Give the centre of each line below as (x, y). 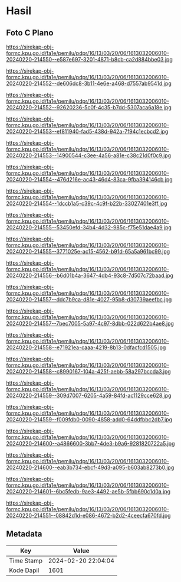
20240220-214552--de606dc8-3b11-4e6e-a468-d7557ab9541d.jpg (89, 83)
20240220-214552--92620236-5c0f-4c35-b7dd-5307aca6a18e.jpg (89, 107)
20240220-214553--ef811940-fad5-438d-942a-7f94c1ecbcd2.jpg (87, 131)
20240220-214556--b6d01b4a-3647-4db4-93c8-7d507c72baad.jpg (90, 275)
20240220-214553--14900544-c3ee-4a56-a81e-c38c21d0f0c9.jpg (89, 155)
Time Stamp (26, 561)
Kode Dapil (24, 570)
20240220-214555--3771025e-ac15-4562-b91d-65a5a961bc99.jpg (88, 251)
